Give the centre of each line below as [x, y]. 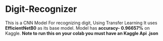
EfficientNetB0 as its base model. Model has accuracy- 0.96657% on [78, 28]
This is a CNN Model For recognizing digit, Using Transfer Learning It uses [81, 23]
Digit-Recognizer [41, 9]
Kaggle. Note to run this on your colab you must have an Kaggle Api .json [82, 33]
